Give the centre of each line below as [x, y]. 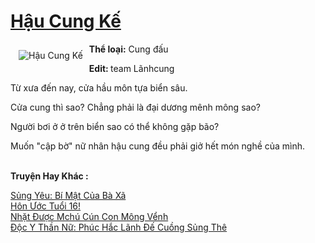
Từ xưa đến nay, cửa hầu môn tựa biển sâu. [99, 87]
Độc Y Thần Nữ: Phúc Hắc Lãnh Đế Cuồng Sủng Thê [119, 227]
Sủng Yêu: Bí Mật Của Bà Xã [68, 195]
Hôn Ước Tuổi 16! [46, 206]
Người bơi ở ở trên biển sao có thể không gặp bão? [115, 126]
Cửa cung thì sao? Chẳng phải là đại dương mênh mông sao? [135, 107]
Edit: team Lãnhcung [131, 68]
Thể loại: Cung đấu [128, 49]
